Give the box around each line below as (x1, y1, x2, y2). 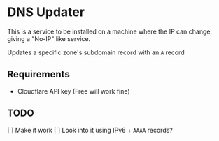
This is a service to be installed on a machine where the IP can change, (7, 27, 213, 36)
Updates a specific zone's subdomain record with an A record (7, 48, 185, 57)
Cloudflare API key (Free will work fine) (17, 87, 131, 95)
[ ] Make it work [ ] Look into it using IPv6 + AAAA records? (7, 126, 174, 134)
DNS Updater (7, 4, 85, 20)
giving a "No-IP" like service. (7, 34, 91, 43)
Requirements (7, 68, 70, 80)
